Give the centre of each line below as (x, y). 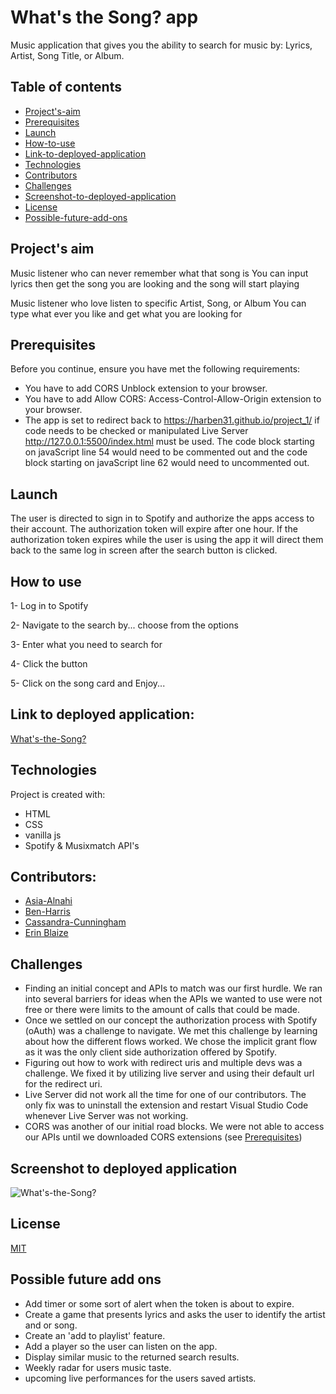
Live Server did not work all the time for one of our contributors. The (165, 1095)
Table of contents (66, 87)
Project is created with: (58, 794)
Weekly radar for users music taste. (98, 1367)
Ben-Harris (47, 912)
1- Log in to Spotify (49, 605)
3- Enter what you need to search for (86, 644)
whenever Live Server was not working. (106, 1116)
